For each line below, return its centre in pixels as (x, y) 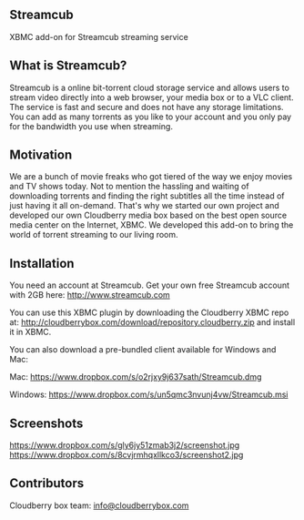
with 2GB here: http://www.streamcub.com (90, 295)
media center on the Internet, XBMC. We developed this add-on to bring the (152, 225)
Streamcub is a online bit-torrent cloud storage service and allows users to (149, 87)
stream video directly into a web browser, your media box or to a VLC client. (152, 97)
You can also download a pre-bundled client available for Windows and (143, 350)
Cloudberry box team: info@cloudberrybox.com (99, 505)
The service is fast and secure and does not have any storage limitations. (147, 107)
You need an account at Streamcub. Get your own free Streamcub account (149, 285)
